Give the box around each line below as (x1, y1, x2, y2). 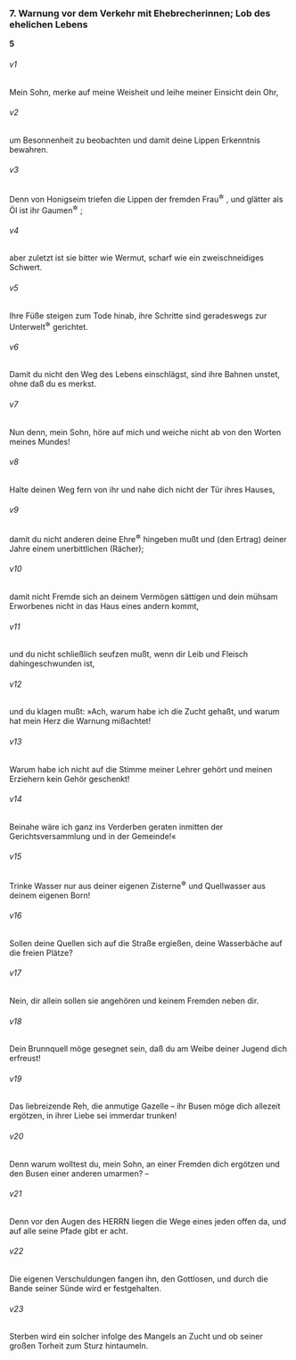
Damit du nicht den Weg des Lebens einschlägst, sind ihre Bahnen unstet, (9, 369, 281, 380)
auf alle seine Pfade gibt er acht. (9, 1225, 128, 1236)
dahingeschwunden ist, (9, 658, 95, 669)
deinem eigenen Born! (9, 890, 91, 901)
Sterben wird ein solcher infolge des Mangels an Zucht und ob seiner (9, 1331, 263, 1342)
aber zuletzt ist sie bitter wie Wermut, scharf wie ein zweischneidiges (9, 252, 265, 263)
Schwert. (9, 262, 43, 273)
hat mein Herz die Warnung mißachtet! (9, 716, 152, 727)
